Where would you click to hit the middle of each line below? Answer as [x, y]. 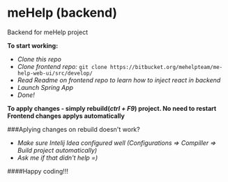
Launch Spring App [45, 87]
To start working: [33, 45]
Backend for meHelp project [48, 32]
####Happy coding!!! [38, 171]
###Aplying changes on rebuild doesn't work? [74, 129]
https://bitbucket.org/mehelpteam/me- [166, 67]
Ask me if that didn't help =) [58, 158]
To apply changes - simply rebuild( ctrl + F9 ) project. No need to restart [112, 108]
